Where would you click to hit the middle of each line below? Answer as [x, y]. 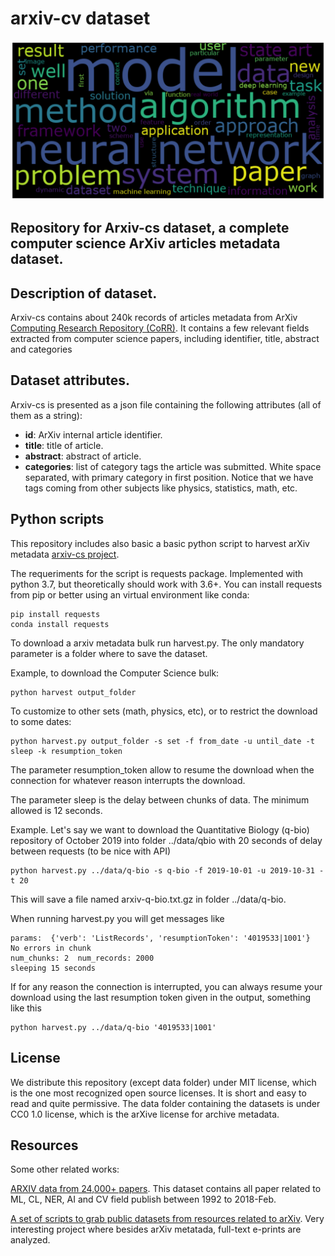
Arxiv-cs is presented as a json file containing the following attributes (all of [166, 404]
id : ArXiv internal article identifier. [93, 434]
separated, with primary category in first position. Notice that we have [169, 477]
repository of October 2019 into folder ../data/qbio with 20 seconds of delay [166, 840]
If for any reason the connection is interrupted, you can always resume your [166, 986]
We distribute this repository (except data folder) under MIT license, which [163, 1082]
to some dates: [41, 721]
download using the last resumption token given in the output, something [161, 997]
